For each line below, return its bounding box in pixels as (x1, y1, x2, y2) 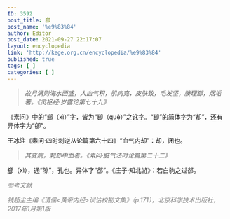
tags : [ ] (7, 62, 36, 69)
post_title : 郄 (7, 17, 50, 24)
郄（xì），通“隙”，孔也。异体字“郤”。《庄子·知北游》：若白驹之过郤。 (7, 166, 200, 174)
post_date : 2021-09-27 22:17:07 (7, 36, 102, 43)
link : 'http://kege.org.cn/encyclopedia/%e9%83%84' (7, 50, 161, 57)
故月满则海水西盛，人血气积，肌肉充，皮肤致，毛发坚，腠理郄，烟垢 (24, 89, 222, 97)
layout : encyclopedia (7, 43, 71, 50)
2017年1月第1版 (7, 204, 51, 213)
